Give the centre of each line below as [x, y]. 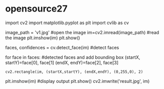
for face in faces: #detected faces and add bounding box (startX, [73, 57]
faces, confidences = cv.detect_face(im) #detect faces [62, 47]
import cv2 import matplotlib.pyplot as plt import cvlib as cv [67, 23]
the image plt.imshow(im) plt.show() [43, 38]
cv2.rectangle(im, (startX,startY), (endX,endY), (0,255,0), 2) [74, 72]
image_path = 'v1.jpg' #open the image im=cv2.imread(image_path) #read [82, 32]
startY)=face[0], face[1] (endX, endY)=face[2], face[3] [62, 62]
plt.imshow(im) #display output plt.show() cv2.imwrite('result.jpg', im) [77, 81]
